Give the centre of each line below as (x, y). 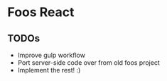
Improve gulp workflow (51, 55)
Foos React (41, 12)
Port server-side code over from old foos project (88, 63)
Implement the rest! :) (49, 70)
